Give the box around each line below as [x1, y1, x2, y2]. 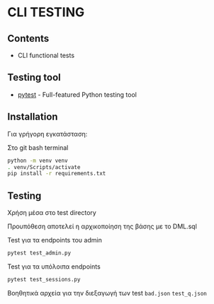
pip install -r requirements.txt [7, 170, 106, 177]
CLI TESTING [7, 4, 85, 21]
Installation [7, 111, 58, 123]
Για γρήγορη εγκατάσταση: [7, 129, 88, 138]
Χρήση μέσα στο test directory [7, 209, 97, 217]
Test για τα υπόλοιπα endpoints [7, 262, 101, 271]
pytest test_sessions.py [7, 276, 81, 283]
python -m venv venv [7, 157, 69, 164]
